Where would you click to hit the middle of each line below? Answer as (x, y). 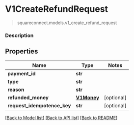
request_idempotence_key (39, 105)
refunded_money (28, 97)
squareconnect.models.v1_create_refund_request (67, 23)
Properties (22, 51)
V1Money (88, 97)
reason (16, 90)
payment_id (22, 73)
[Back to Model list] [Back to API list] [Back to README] (61, 118)
